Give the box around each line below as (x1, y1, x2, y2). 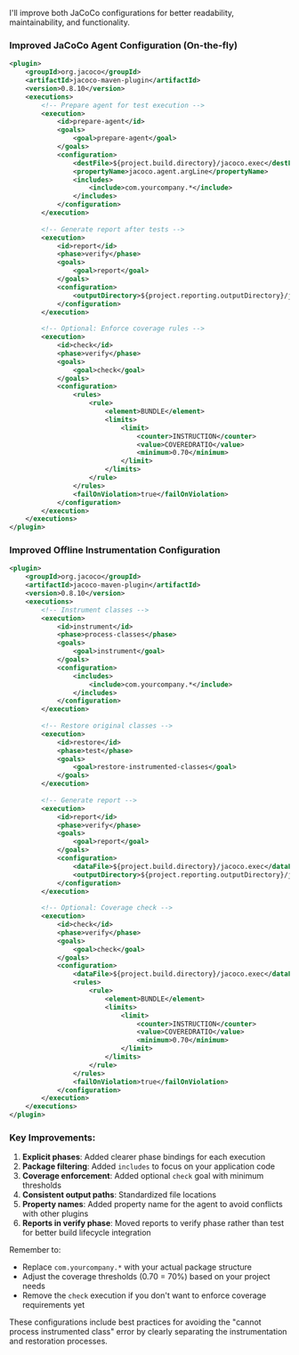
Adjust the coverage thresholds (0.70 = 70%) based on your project (21, 1271, 271, 1282)
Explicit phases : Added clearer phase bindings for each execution (21, 1152, 265, 1163)
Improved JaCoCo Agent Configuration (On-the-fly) (9, 39, 238, 52)
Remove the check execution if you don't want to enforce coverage (21, 1290, 267, 1301)
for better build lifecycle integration (21, 1228, 151, 1238)
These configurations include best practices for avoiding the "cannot (9, 1317, 262, 1327)
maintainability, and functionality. (9, 17, 131, 28)
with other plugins (21, 1208, 89, 1219)
